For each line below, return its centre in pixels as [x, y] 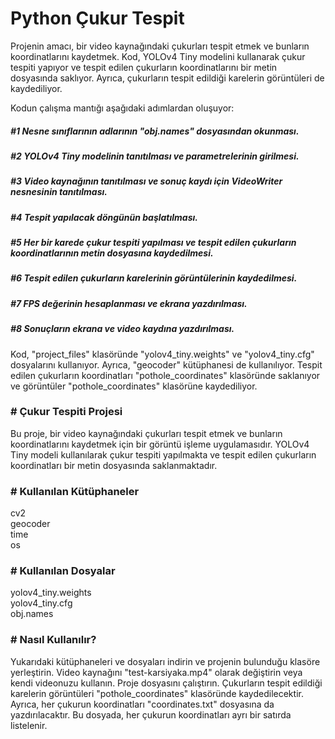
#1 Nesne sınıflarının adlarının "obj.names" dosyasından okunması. [155, 131]
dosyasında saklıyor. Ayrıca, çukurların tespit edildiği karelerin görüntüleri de [167, 78]
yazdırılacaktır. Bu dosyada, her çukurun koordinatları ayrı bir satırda [151, 714]
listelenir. [29, 725]
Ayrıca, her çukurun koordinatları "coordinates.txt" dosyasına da [142, 704]
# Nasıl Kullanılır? [53, 640]
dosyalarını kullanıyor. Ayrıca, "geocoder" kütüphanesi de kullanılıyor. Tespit [166, 364]
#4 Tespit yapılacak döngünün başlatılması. [104, 217]
